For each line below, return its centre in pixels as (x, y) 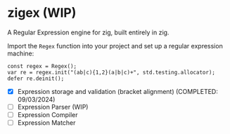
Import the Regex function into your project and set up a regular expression (115, 46)
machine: (21, 53)
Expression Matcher (46, 123)
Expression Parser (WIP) (53, 107)
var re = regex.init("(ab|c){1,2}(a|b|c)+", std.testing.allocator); (111, 72)
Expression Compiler (48, 115)
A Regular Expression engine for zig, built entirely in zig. (88, 32)
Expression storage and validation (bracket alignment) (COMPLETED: (117, 91)
